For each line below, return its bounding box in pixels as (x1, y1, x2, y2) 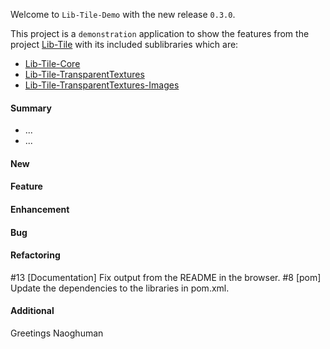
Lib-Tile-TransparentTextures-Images (24, 79, 180, 91)
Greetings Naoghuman (10, 327, 104, 339)
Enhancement (10, 203, 70, 215)
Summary (10, 102, 52, 114)
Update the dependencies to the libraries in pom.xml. (10, 282, 230, 294)
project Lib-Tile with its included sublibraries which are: (10, 39, 239, 50)
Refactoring (10, 249, 61, 261)
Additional (10, 305, 55, 317)
